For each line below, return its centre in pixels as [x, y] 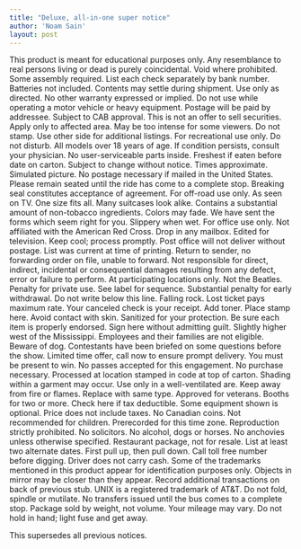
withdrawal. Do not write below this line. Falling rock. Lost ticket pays [137, 298]
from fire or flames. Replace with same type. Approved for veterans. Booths [149, 394]
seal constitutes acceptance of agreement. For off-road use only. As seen [146, 193]
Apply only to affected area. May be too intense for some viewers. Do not [145, 127]
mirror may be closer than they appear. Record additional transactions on [145, 480]
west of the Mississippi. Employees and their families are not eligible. [137, 337]
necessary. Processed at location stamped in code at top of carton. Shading [150, 375]
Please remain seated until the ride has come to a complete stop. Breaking [147, 184]
